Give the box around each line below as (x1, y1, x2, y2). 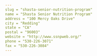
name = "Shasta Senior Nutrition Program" (5, 12, 93, 17)
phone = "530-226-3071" (5, 39, 54, 44)
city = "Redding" (5, 20, 40, 26)
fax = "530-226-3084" (5, 43, 49, 48)
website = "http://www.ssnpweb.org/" (5, 35, 82, 39)
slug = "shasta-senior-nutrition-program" (5, 7, 93, 12)
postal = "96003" (5, 30, 40, 35)
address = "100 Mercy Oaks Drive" (5, 16, 76, 21)
